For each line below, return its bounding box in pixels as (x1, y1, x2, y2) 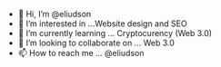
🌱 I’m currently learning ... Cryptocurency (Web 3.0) (17, 28, 212, 38)
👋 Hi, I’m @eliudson (17, 9, 92, 19)
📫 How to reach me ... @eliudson (17, 48, 145, 58)
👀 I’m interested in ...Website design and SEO (17, 18, 188, 29)
